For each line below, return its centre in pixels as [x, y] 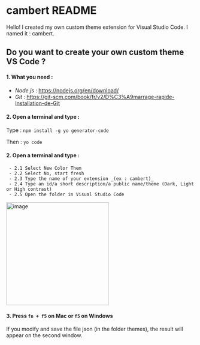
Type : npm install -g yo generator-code [57, 130]
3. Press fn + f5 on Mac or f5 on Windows [60, 316]
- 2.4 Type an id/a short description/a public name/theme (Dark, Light [101, 184]
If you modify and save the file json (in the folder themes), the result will [95, 329]
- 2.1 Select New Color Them [45, 168]
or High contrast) [29, 189]
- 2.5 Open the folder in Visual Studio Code [66, 194]
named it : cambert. [31, 33]
